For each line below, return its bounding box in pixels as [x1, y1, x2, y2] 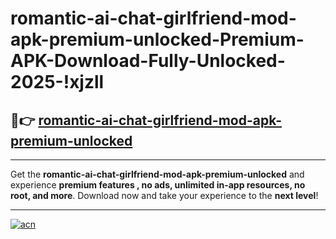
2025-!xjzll [10, 71, 105, 94]
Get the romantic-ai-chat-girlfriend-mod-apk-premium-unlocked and [10, 168, 305, 180]
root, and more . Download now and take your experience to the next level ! [10, 190, 319, 201]
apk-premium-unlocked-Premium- [10, 28, 305, 51]
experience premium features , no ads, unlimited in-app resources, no [10, 179, 306, 191]
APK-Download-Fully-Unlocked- [10, 50, 286, 72]
